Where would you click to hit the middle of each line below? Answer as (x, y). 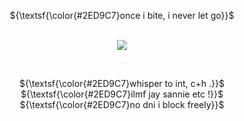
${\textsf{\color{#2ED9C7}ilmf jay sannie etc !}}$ (122, 94)
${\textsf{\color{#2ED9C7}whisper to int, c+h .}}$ (122, 83)
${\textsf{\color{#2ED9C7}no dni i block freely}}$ (122, 104)
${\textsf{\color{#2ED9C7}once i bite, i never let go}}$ (122, 15)
